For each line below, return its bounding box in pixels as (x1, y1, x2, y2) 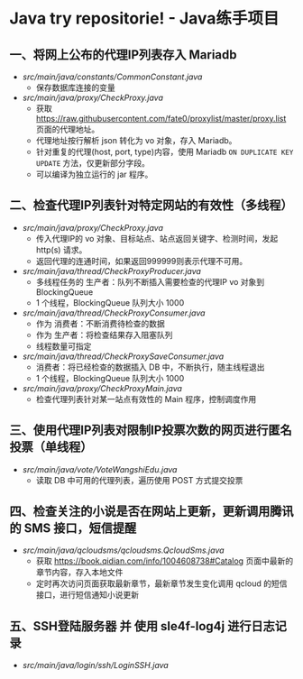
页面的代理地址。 (35, 124, 100, 134)
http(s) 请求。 (35, 244, 87, 255)
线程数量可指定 (35, 340, 92, 352)
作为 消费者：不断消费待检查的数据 (35, 317, 165, 329)
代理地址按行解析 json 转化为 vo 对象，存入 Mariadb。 (35, 135, 237, 145)
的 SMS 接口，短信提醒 (9, 520, 137, 537)
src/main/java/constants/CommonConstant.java (22, 71, 203, 82)
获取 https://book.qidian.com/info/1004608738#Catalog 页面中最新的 (35, 555, 294, 566)
